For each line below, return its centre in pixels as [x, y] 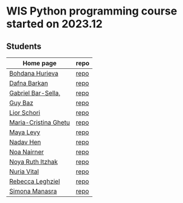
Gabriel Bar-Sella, [35, 93]
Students [24, 46]
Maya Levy [25, 132]
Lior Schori [25, 113]
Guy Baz [21, 103]
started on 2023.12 [54, 24]
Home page [40, 63]
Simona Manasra [33, 191]
